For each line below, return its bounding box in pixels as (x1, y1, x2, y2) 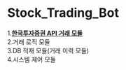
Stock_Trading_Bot (7, 5, 119, 21)
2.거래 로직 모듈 (7, 37, 50, 46)
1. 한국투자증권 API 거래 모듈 (7, 29, 83, 37)
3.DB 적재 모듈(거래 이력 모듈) (7, 46, 90, 55)
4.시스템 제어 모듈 (7, 55, 56, 64)
